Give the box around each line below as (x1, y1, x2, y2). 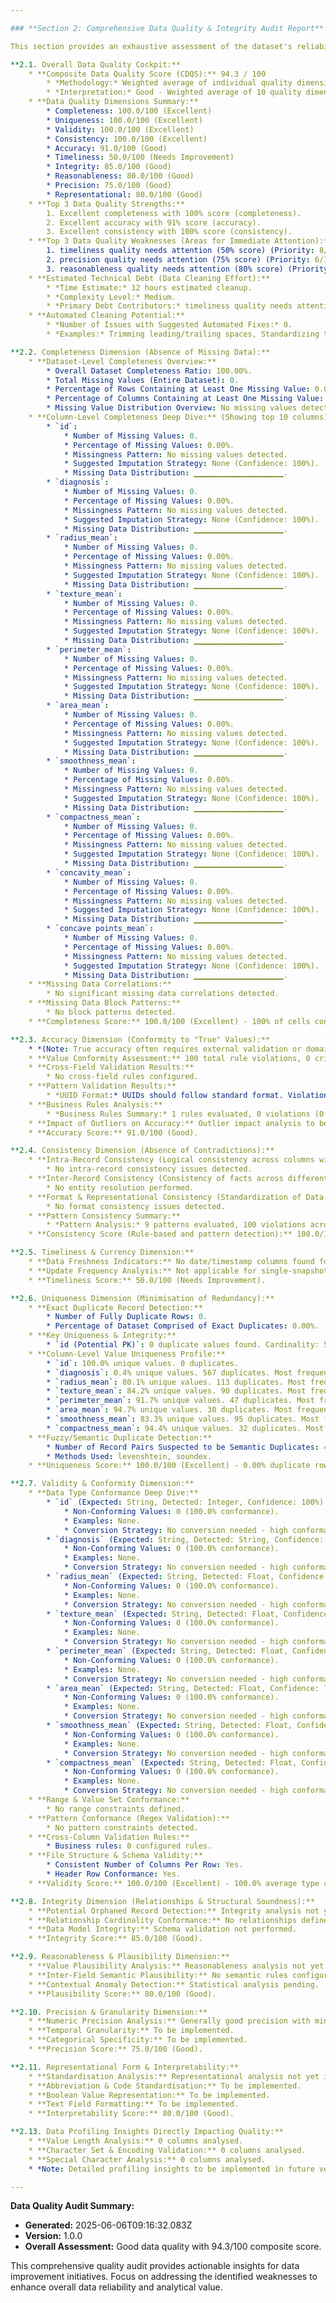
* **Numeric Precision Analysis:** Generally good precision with (28, 2016, 311, 2026)
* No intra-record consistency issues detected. (46, 1164, 253, 1175)
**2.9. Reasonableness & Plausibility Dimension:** (10, 1952, 230, 1962)
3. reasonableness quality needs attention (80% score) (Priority (46, 264, 329, 274)
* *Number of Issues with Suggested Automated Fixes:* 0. (46, 320, 293, 330)
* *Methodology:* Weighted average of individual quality (46, 78, 293, 88)
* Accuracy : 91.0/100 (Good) (46, 143, 168, 153)
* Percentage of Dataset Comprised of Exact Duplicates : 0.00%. (46, 1321, 320, 1331)
